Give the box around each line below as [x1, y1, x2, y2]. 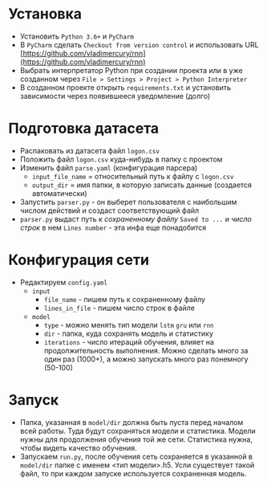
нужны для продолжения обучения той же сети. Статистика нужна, [19, 435, 253, 444]
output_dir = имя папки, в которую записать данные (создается [31, 180, 253, 190]
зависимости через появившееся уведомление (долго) [19, 91, 211, 100]
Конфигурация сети [8, 251, 150, 269]
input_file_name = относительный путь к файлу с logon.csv [31, 171, 234, 181]
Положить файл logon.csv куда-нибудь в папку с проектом [19, 154, 223, 164]
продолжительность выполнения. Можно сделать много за [43, 345, 249, 355]
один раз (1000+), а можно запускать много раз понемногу [43, 354, 249, 364]
